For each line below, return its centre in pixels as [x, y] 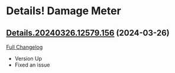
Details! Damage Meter [64, 11]
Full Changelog [25, 47]
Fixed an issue [32, 65]
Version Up [28, 58]
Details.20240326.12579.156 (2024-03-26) [88, 33]
